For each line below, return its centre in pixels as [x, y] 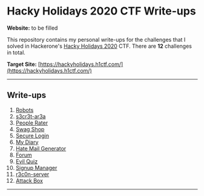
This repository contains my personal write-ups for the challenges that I [96, 39]
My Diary [27, 142]
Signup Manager [36, 168]
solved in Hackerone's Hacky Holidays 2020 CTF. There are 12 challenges [100, 46]
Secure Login [32, 136]
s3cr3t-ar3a [31, 116]
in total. [16, 52]
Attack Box [29, 180]
